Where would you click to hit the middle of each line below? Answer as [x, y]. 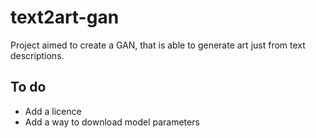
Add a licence [53, 111]
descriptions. [37, 55]
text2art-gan [65, 17]
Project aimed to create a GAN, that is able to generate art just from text [158, 45]
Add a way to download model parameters [112, 122]
